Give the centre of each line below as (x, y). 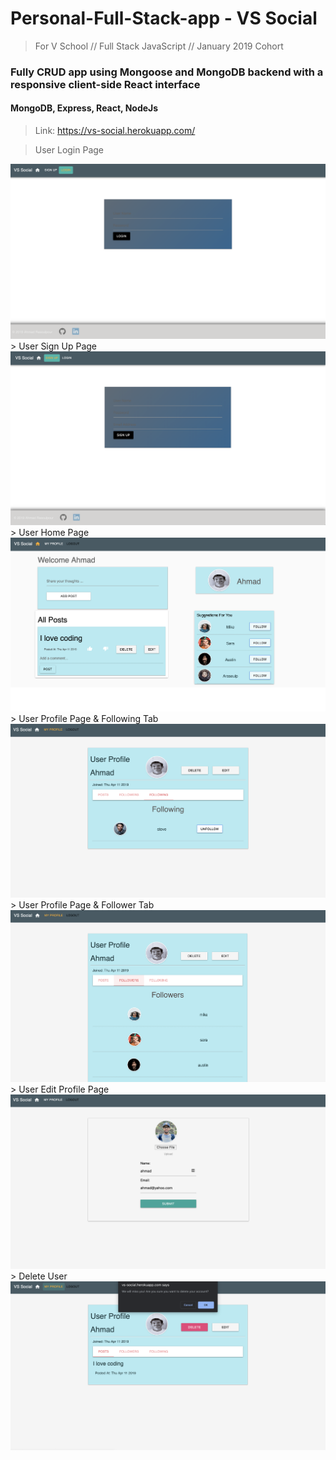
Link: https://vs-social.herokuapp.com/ (115, 131)
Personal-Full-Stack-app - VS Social (164, 18)
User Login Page (69, 150)
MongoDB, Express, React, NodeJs (84, 108)
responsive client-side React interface (105, 84)
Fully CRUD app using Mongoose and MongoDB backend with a (167, 72)
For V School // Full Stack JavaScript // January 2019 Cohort (159, 46)
